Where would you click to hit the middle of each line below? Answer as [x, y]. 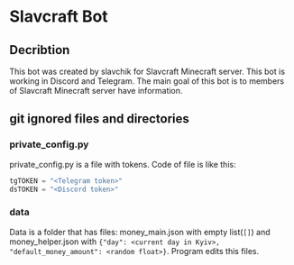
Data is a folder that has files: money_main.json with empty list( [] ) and [140, 232]
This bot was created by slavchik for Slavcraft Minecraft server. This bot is [147, 71]
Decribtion [40, 50]
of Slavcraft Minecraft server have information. [96, 91]
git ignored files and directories [99, 119]
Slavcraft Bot [59, 17]
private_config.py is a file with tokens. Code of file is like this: [123, 164]
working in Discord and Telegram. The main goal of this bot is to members [147, 81]
